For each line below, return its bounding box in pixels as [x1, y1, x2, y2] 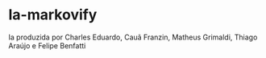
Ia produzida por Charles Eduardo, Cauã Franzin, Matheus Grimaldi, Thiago [8, 32, 258, 42]
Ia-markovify [8, 6, 98, 24]
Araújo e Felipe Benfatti [8, 40, 86, 50]
